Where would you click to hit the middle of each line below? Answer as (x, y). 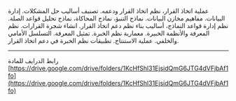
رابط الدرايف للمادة (33, 61)
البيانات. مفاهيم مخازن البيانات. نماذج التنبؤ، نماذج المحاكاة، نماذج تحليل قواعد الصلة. (117, 18)
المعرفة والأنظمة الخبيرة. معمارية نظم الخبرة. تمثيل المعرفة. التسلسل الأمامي (109, 33)
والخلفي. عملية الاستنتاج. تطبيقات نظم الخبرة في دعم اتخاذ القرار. (93, 41)
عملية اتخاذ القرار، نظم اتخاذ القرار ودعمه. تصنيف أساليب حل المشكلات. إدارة (109, 11)
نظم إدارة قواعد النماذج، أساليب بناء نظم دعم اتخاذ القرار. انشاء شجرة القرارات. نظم (118, 26)
